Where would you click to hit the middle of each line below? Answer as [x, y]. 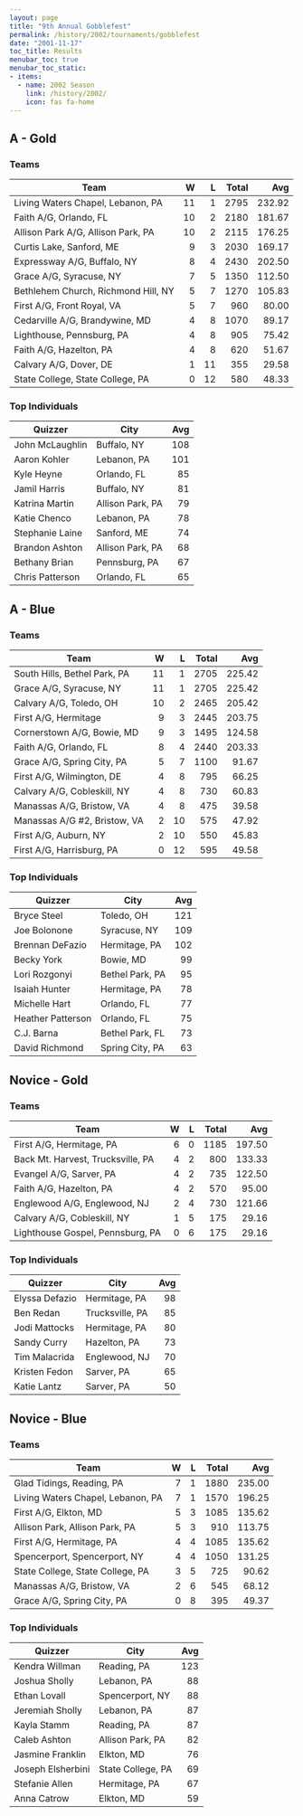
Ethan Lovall [40, 1696]
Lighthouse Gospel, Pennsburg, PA [87, 1233]
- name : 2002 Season [56, 85]
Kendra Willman [47, 1667]
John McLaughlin [51, 445]
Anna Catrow [42, 1799]
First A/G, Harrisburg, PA [66, 850]
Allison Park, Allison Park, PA [75, 1528]
